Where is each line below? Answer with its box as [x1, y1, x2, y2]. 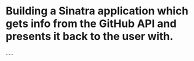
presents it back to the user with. [5, 30, 174, 43]
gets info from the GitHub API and [5, 17, 177, 30]
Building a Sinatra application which [5, 4, 189, 18]
